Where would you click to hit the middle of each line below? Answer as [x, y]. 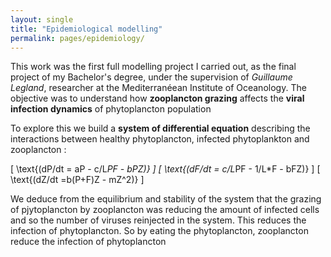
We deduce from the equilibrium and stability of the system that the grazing [166, 199]
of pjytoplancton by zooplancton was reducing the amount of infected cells [165, 210]
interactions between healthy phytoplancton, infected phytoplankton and [160, 139]
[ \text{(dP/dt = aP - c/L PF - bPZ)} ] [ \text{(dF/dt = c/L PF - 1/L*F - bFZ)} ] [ [165, 169]
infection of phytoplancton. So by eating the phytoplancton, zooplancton [159, 231]
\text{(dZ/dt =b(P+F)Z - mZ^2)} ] [77, 180]
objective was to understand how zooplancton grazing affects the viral [157, 98]
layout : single [42, 19]
